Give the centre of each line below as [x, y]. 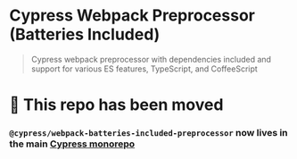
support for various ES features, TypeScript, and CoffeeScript [144, 69]
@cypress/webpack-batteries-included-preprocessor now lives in [148, 133]
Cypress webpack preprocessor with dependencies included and [151, 59]
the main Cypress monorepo [72, 144]
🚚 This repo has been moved [116, 105]
